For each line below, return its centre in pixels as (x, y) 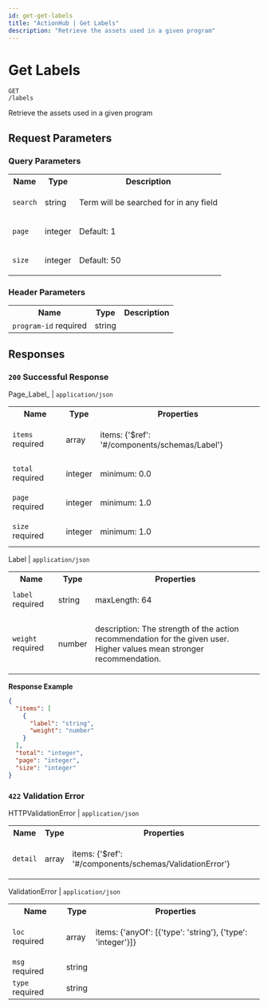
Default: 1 (98, 231)
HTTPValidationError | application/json (74, 813)
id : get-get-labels (41, 16)
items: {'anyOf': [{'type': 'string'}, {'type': (171, 932)
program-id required (50, 326)
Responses (37, 354)
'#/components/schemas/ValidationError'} (151, 864)
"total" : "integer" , (49, 753)
